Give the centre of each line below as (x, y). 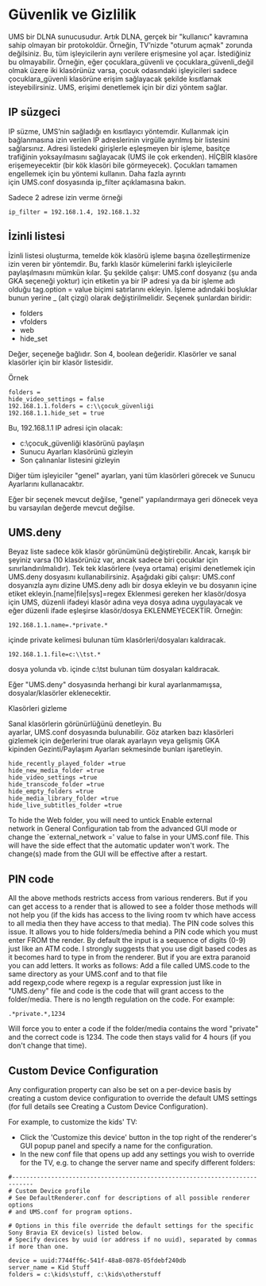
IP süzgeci (35, 112)
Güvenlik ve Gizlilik (72, 15)
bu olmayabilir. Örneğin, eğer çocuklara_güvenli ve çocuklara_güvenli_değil (131, 62)
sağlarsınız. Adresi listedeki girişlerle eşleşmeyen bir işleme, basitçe (119, 148)
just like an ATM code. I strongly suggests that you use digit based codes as (133, 949)
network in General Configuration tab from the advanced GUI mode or (123, 828)
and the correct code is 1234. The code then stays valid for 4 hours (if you (130, 1037)
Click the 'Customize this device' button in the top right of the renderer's (138, 1137)
